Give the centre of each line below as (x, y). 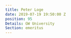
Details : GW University (30, 23)
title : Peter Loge (24, 10)
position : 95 (19, 19)
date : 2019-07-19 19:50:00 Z (35, 14)
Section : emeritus (24, 28)
